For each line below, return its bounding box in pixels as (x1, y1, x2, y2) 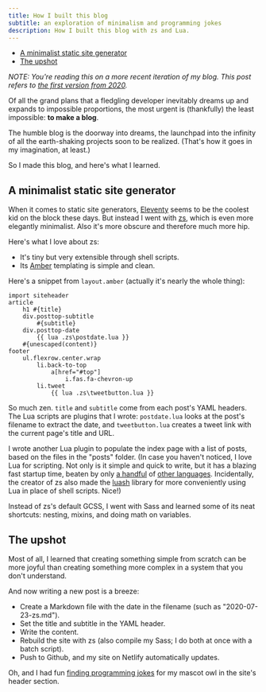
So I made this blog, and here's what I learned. (8, 161, 160, 170)
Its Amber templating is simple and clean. (19, 261, 156, 270)
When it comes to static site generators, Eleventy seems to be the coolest (8, 204, 249, 215)
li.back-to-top (37, 361, 87, 370)
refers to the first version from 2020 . (8, 80, 128, 90)
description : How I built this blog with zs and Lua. (8, 26, 191, 34)
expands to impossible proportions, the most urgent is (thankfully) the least (8, 104, 254, 114)
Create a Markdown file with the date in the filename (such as (19, 602, 222, 611)
